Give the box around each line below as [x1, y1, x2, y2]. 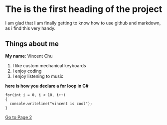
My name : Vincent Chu [5, 53, 53, 59]
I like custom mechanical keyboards [12, 62, 86, 68]
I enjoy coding [12, 68, 42, 74]
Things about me [5, 40, 59, 48]
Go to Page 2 [5, 114, 32, 120]
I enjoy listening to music [12, 73, 64, 79]
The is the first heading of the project [5, 3, 163, 15]
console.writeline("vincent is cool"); [9, 101, 93, 106]
